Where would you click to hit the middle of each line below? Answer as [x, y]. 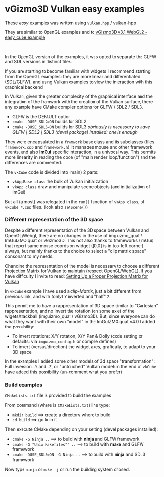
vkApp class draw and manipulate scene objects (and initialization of [81, 187]
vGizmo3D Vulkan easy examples [75, 9]
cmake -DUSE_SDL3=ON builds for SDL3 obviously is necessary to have [81, 127]
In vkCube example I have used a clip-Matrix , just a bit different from [73, 291]
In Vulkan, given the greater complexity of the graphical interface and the [79, 96]
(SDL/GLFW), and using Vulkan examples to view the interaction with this [79, 82]
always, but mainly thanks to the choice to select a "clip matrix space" [76, 251]
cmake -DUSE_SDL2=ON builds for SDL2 [49, 121]
